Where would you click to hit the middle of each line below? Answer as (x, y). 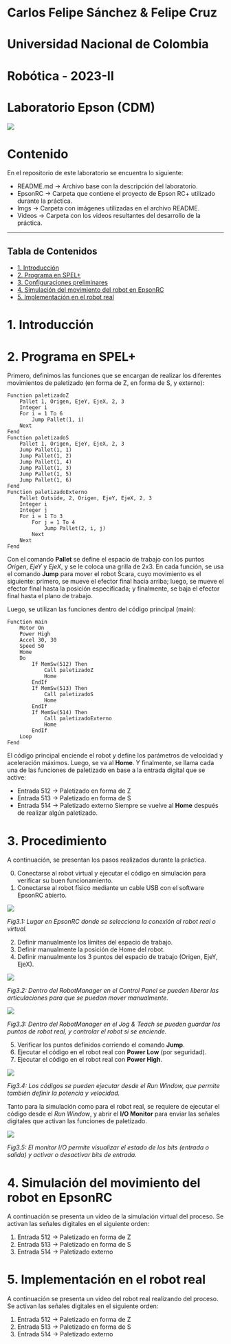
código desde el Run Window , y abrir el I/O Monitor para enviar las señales (113, 1114)
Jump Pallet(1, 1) (46, 450)
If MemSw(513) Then (60, 689)
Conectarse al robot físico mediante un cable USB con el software (110, 888)
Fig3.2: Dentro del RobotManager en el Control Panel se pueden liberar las (113, 991)
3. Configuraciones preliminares (63, 283)
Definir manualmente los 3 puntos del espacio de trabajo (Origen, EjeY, (117, 957)
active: (16, 778)
